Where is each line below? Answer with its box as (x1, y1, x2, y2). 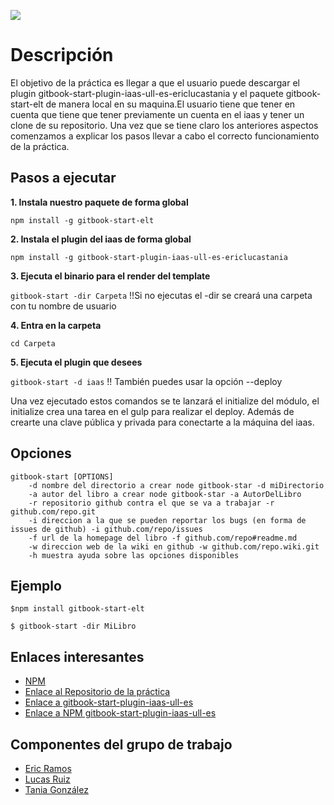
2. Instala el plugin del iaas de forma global (10, 233, 192, 245)
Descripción (10, 44, 114, 67)
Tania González (24, 784, 89, 795)
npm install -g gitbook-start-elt (10, 215, 155, 225)
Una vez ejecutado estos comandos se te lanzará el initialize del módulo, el (10, 395, 320, 407)
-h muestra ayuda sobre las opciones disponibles (28, 550, 240, 560)
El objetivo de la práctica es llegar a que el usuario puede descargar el (10, 76, 300, 89)
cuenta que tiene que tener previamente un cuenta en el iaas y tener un (10, 108, 305, 120)
